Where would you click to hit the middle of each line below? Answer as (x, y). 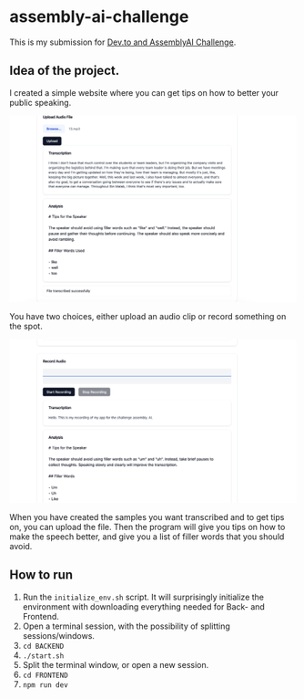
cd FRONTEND (45, 675)
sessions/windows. (59, 635)
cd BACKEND (43, 646)
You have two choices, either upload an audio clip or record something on (148, 317)
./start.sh (43, 656)
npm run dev (45, 685)
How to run (41, 575)
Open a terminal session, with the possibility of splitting (126, 626)
